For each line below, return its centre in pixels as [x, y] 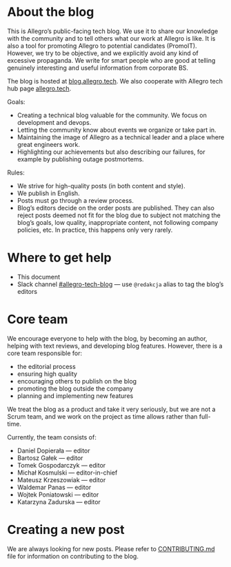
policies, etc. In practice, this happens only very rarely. [95, 230]
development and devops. [54, 122]
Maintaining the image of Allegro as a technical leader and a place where [121, 137]
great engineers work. [49, 144]
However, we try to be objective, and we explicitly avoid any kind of [103, 53]
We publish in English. [49, 193]
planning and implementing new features [75, 396]
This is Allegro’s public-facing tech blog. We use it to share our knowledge [113, 31]
